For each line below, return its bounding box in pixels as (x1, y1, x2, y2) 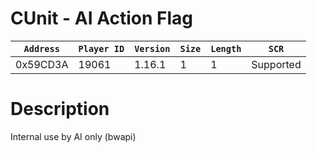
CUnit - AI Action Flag (10, 7, 194, 30)
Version (134, 43, 171, 54)
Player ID (78, 43, 125, 54)
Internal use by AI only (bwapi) (10, 130, 137, 142)
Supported (251, 57, 302, 71)
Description (10, 98, 110, 121)
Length (210, 43, 242, 54)
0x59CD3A (15, 57, 69, 71)
